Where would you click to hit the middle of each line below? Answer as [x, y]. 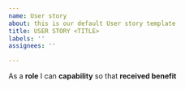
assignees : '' [32, 46]
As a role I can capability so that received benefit [92, 76]
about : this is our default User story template [92, 23]
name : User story [38, 16]
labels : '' [27, 38]
